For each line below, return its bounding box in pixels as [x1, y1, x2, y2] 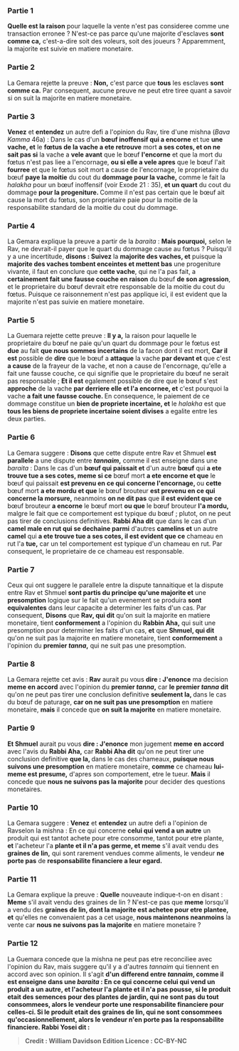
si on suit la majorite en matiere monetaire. [7, 93, 132, 102]
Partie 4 [7, 221, 36, 231]
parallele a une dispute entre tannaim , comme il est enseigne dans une [7, 456, 218, 465]
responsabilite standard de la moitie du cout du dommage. [7, 203, 179, 211]
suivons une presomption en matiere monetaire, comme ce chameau [7, 762, 213, 771]
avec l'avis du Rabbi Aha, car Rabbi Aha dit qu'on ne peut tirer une [7, 746, 204, 756]
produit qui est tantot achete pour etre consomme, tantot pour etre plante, [7, 833, 224, 842]
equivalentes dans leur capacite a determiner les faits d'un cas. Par [7, 603, 207, 612]
